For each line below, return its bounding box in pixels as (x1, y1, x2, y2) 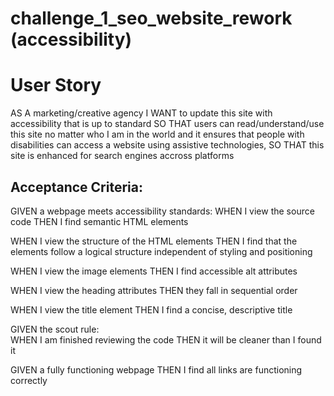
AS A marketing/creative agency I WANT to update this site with (10, 107, 273, 119)
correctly (10, 374, 48, 386)
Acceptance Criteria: (10, 178, 143, 196)
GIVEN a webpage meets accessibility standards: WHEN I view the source (10, 205, 315, 217)
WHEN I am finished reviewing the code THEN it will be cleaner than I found (10, 333, 322, 346)
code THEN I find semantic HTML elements (10, 215, 189, 227)
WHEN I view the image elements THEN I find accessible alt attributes (10, 265, 298, 277)
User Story (10, 74, 102, 97)
